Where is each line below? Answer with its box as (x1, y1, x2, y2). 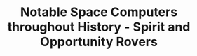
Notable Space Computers (20, 4, 178, 20)
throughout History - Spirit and (7, 19, 191, 35)
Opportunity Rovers (40, 34, 158, 50)
